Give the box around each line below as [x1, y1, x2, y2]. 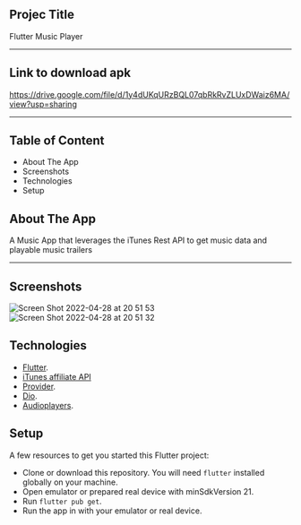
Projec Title [9, 7, 74, 22]
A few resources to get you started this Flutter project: [9, 450, 210, 460]
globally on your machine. [21, 477, 118, 487]
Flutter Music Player [9, 30, 83, 41]
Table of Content [9, 133, 105, 149]
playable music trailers [9, 245, 92, 255]
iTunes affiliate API [21, 371, 91, 382]
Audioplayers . [21, 400, 74, 410]
